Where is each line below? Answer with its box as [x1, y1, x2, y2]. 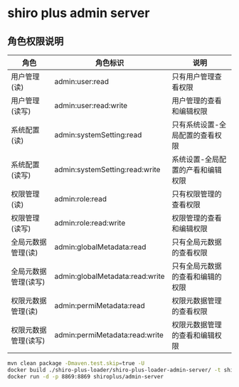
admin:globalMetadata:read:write [54, 272, 165, 281]
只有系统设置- [171, 120, 220, 129]
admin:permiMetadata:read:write [54, 330, 164, 339]
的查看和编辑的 [171, 272, 222, 282]
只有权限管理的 [171, 189, 222, 198]
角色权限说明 [7, 35, 64, 47]
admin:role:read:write [54, 218, 126, 228]
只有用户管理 [171, 72, 215, 81]
